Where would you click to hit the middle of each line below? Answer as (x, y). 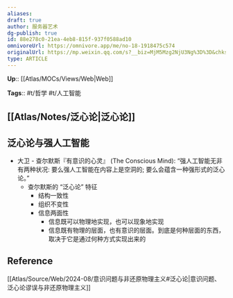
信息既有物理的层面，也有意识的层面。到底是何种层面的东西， (137, 230)
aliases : (20, 14)
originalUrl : (26, 53)
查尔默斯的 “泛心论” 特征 (62, 187)
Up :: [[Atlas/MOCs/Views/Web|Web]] (60, 78)
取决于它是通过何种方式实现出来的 (97, 239)
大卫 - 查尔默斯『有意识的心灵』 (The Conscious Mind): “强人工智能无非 (120, 160)
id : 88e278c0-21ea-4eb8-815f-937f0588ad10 (69, 40)
